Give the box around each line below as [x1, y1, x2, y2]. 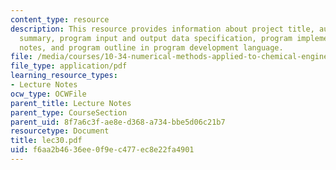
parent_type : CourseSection [10, 107, 128, 118]
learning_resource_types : [10, 71, 118, 81]
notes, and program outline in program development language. [19, 42, 284, 53]
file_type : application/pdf [10, 61, 128, 71]
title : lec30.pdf [10, 136, 83, 146]
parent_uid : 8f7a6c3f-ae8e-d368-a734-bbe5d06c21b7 [10, 117, 226, 127]
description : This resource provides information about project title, [10, 24, 315, 34]
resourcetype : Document [10, 126, 110, 136]
